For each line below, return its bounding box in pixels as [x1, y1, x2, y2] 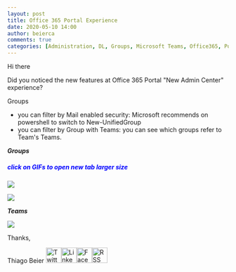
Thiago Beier [7, 256, 44, 264]
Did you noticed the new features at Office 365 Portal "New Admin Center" [7, 76, 224, 84]
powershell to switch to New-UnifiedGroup [17, 118, 142, 127]
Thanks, [7, 233, 31, 242]
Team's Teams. [17, 133, 62, 141]
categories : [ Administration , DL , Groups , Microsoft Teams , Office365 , [7, 43, 221, 50]
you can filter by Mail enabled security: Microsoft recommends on [17, 110, 209, 119]
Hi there [7, 63, 30, 70]
